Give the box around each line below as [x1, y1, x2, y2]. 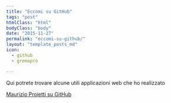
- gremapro [11, 58, 38, 64]
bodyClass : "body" [6, 25, 51, 31]
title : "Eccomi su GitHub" [6, 8, 73, 15]
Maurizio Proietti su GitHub [6, 91, 72, 98]
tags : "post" [6, 14, 38, 20]
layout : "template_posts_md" [6, 42, 78, 48]
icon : [6, 47, 19, 53]
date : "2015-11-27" [6, 31, 54, 36]
